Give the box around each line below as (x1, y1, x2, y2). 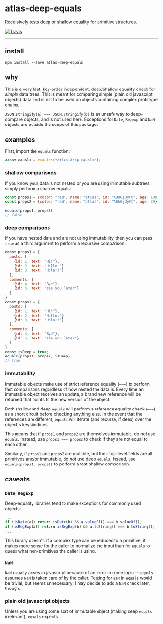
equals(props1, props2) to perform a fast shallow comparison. (5, 461, 130, 467)
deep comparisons (5, 224, 50, 231)
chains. (5, 102, 20, 107)
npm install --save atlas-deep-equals (5, 60, 83, 65)
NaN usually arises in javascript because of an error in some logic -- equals (5, 570, 154, 575)
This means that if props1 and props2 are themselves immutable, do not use (5, 431, 156, 437)
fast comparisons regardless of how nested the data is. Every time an (5, 386, 144, 392)
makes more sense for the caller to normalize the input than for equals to (5, 543, 150, 549)
